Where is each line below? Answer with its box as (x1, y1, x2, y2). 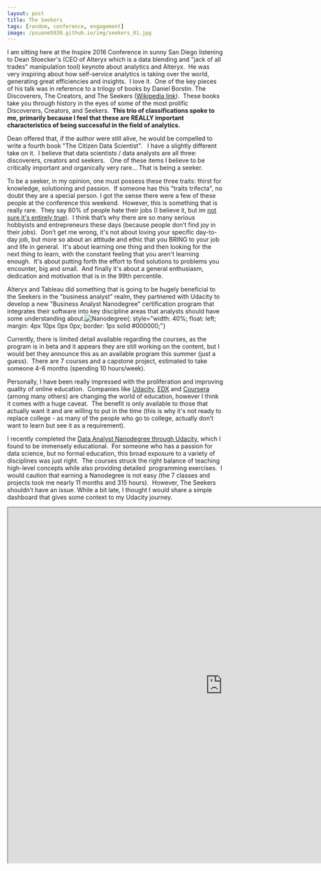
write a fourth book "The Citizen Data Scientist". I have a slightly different (7, 142, 217, 150)
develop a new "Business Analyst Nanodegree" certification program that (7, 300, 215, 308)
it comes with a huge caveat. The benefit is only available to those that (7, 399, 208, 408)
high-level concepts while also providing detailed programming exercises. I (7, 464, 223, 472)
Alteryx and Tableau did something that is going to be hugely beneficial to (7, 285, 216, 294)
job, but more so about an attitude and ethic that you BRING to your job (19, 235, 219, 244)
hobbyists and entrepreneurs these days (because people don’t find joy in (7, 221, 216, 229)
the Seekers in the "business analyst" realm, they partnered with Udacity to (7, 293, 220, 301)
